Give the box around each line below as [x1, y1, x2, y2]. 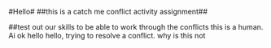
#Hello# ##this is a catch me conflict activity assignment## [8, 7, 208, 16]
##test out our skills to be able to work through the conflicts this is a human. [8, 22, 264, 31]
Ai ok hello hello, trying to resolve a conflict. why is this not [8, 31, 206, 40]
